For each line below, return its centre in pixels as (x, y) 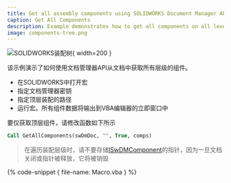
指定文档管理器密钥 (44, 91)
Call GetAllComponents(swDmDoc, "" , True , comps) (80, 136)
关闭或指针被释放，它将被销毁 (66, 158)
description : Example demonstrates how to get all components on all (109, 26)
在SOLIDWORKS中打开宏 (52, 83)
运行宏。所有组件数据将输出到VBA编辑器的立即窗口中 (92, 108)
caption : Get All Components (49, 20)
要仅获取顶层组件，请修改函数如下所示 (61, 123)
